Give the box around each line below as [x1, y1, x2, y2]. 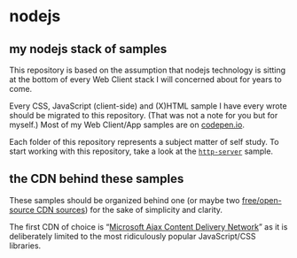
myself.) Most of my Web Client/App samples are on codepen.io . [9, 119, 246, 130]
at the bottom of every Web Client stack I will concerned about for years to [9, 74, 282, 85]
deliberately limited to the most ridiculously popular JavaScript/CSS [9, 231, 256, 241]
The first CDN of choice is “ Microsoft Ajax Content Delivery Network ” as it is [9, 221, 288, 231]
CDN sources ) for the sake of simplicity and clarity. [36, 204, 223, 215]
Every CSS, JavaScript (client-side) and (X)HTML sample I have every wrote [9, 101, 287, 111]
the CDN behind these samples [9, 171, 184, 186]
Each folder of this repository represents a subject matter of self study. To [9, 137, 279, 147]
